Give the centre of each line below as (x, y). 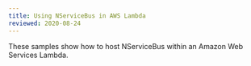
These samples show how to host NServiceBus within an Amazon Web (126, 46)
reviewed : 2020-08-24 (45, 23)
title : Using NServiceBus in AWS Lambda (77, 16)
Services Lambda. (38, 55)
